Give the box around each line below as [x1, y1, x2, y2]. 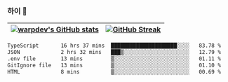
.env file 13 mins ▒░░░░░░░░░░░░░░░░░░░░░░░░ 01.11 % [7, 55, 221, 62]
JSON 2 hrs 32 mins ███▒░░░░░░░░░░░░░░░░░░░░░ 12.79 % [7, 49, 221, 56]
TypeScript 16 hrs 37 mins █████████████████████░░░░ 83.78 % [7, 42, 221, 50]
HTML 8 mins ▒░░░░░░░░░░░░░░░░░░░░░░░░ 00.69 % [7, 68, 221, 75]
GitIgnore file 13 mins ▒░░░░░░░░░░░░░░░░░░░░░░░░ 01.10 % [7, 62, 221, 69]
